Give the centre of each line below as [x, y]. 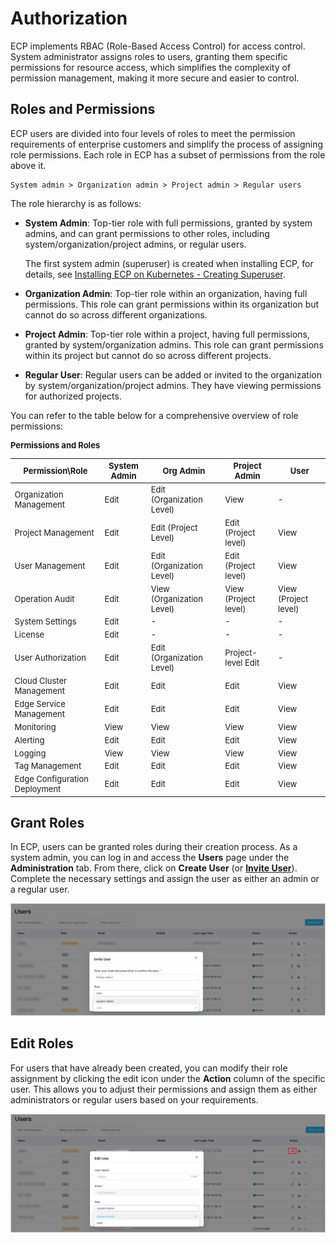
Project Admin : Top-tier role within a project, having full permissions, [167, 334]
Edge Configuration [51, 779]
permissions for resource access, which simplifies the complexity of [151, 67]
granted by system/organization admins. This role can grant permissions [174, 344]
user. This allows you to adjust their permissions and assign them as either [164, 1089]
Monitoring [35, 726]
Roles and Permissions [83, 109]
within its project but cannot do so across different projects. [148, 355]
